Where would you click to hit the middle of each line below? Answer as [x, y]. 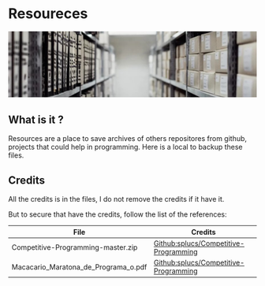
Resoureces [48, 14]
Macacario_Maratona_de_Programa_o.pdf [79, 267]
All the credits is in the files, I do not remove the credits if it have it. [116, 199]
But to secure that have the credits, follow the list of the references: [118, 214]
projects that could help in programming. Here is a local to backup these [125, 147]
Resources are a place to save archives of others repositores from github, [127, 139]
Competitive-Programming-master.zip [75, 247]
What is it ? [36, 119]
